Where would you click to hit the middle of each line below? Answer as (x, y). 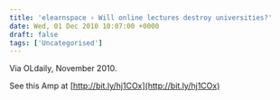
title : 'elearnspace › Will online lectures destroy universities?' (141, 18)
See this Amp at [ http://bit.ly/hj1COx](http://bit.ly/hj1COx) (115, 86)
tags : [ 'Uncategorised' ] (56, 43)
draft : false (34, 34)
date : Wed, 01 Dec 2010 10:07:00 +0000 (84, 26)
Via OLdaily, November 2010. (63, 68)
